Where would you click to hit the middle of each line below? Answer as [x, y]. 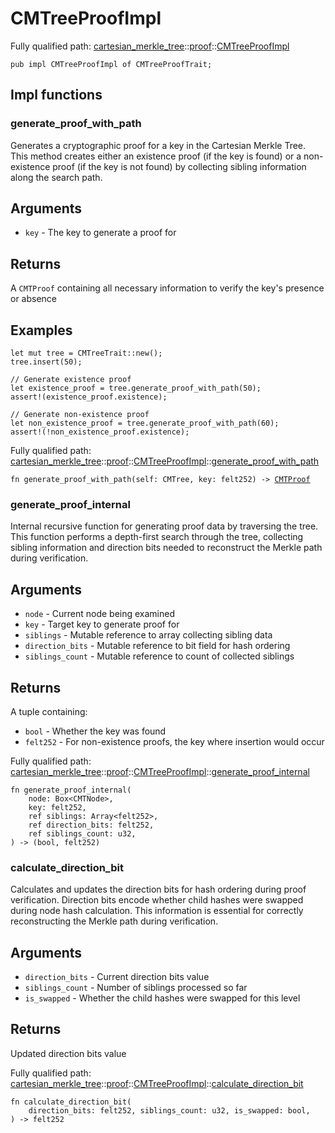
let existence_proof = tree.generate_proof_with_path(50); [136, 388]
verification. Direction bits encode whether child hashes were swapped [157, 900]
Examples [41, 330]
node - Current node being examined [100, 614]
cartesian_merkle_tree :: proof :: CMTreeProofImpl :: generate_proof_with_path [165, 461]
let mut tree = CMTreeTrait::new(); [86, 353]
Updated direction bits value [68, 1053]
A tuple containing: [49, 711]
